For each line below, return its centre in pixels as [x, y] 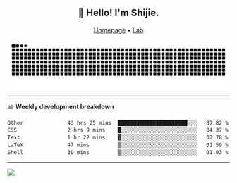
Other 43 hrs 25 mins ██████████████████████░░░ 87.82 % [118, 123]
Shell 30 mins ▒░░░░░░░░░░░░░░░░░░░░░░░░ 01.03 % [118, 153]
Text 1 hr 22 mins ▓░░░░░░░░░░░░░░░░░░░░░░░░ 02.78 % [118, 138]
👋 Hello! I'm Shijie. [119, 13]
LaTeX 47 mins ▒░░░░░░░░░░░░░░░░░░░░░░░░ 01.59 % [118, 145]
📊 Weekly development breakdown [61, 106]
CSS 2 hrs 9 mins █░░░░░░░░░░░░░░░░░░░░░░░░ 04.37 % [118, 130]
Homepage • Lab [119, 30]
